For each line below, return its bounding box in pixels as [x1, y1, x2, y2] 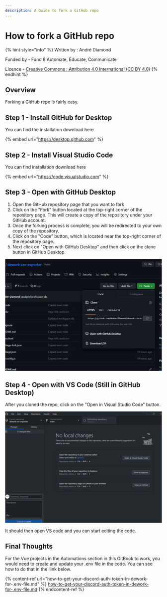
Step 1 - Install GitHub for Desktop [5, 113, 112, 122]
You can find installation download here [5, 164, 86, 170]
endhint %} [5, 71, 28, 77]
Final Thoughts [5, 542, 53, 551]
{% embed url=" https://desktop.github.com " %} [5, 136, 103, 142]
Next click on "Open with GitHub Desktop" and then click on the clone [12, 243, 156, 249]
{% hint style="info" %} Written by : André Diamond [5, 46, 111, 52]
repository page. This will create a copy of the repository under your [12, 212, 153, 218]
